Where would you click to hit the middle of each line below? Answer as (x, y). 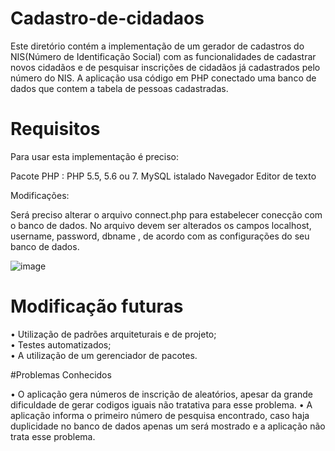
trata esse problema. (53, 436)
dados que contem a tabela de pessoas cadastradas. (119, 88)
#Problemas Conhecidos (61, 374)
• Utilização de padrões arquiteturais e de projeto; (113, 334)
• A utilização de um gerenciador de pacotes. (104, 355)
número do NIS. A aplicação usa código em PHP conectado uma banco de (163, 78)
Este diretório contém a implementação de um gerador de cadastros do (157, 46)
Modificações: (40, 195)
